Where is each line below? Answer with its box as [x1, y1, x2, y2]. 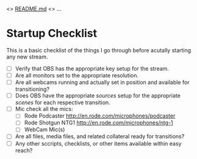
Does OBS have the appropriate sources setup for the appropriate [15, 92, 181, 99]
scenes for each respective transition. [15, 99, 111, 106]
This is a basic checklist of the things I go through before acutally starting [6, 46, 192, 54]
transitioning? [15, 85, 50, 93]
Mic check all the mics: [15, 105, 73, 113]
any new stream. [6, 53, 48, 60]
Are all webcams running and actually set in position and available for [15, 79, 190, 86]
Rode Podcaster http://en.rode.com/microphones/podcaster [24, 112, 176, 119]
